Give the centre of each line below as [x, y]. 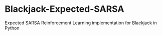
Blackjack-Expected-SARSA [64, 9]
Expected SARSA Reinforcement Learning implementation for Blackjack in [81, 23]
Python [12, 28]
